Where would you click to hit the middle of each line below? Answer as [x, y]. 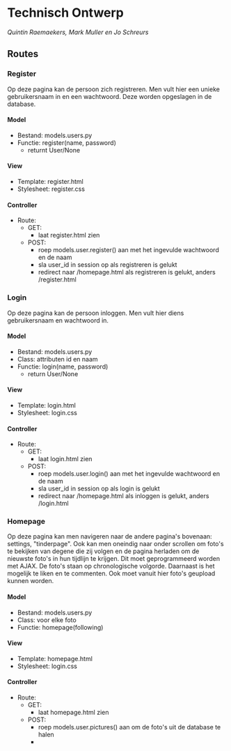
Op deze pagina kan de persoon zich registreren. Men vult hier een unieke [114, 89]
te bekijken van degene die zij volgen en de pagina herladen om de [103, 551]
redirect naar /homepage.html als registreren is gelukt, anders [127, 272]
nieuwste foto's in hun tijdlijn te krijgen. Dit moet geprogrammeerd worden [114, 559]
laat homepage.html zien [73, 713]
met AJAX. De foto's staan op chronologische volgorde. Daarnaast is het [111, 566]
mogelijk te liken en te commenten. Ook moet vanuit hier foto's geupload [111, 573]
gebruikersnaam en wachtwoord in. [58, 320]
